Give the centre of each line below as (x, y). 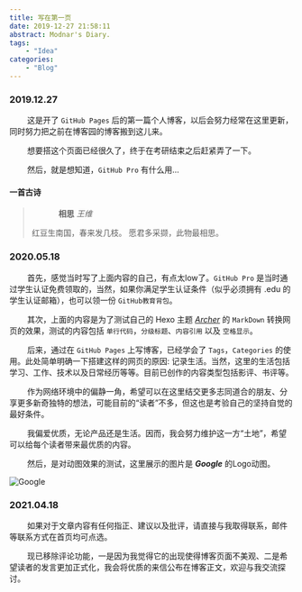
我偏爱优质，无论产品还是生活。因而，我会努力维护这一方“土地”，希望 (156, 433)
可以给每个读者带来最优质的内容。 (73, 444)
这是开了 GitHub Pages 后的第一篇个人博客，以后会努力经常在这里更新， (160, 120)
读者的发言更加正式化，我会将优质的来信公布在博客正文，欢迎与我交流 (147, 567)
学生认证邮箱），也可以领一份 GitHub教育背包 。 (93, 300)
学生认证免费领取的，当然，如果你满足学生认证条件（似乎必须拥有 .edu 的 (154, 288)
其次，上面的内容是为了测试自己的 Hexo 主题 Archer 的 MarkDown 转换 (155, 319)
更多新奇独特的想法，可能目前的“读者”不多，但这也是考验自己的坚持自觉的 (155, 403)
